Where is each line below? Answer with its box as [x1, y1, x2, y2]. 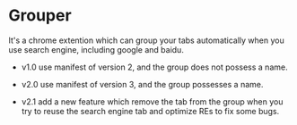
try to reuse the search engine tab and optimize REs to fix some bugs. [21, 105, 280, 116]
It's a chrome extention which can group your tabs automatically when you [8, 35, 284, 46]
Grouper [8, 5, 73, 26]
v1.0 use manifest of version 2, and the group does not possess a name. [21, 62, 288, 72]
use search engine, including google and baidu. [8, 44, 185, 54]
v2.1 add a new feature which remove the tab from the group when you [21, 96, 284, 107]
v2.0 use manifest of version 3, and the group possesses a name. [21, 79, 264, 89]
